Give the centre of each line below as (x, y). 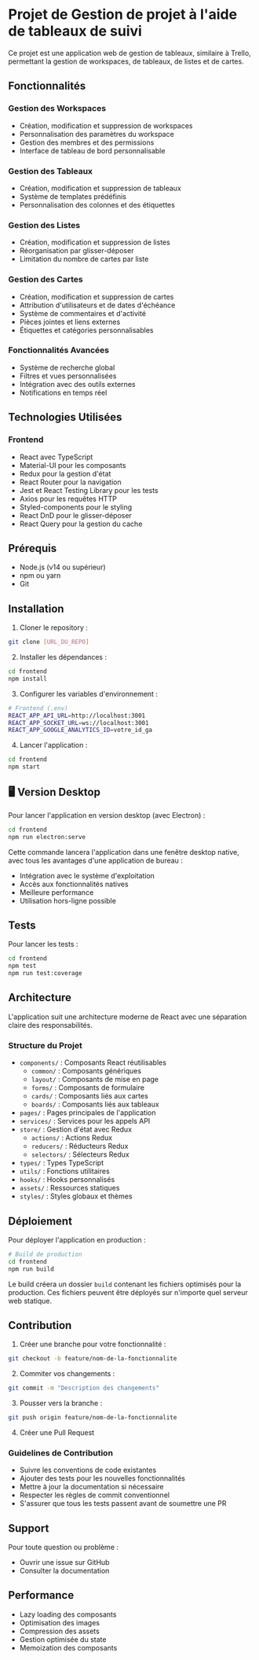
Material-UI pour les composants (73, 465)
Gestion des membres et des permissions (87, 142)
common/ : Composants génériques (86, 1071)
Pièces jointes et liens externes (70, 322)
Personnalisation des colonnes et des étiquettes (97, 204)
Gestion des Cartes (46, 279)
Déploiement (40, 1221)
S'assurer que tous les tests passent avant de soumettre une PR (123, 1504)
